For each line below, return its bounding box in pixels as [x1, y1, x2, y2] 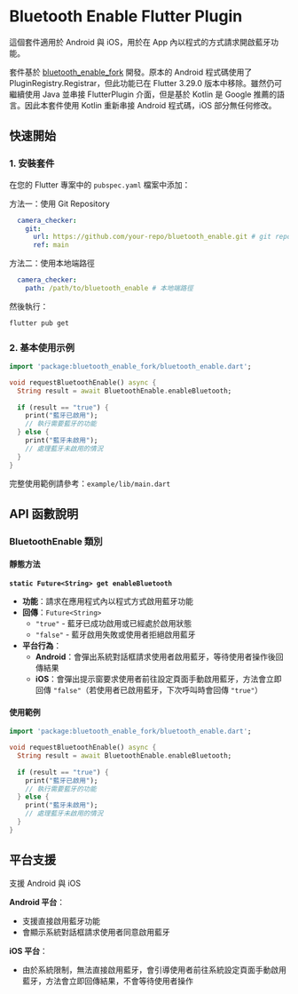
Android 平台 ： [9, 896, 65, 907]
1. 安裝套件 [9, 157, 55, 170]
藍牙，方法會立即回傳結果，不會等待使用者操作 [21, 975, 193, 986]
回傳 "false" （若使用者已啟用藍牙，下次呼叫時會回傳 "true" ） [35, 685, 263, 696]
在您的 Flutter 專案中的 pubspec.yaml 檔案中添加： [9, 179, 191, 190]
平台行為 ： [21, 640, 62, 651]
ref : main [32, 241, 69, 250]
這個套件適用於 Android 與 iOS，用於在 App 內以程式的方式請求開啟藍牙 [9, 36, 271, 47]
